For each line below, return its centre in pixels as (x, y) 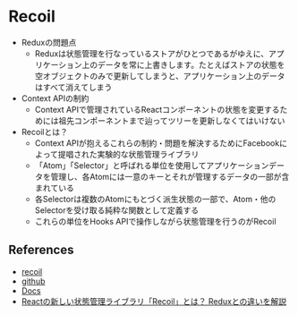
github (33, 281)
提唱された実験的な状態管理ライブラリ (128, 154)
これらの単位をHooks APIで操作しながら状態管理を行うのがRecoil (155, 221)
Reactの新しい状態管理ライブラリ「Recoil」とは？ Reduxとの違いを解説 (154, 301)
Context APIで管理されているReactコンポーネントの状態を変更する (157, 109)
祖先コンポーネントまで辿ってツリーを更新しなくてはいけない (172, 120)
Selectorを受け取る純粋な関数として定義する (116, 210)
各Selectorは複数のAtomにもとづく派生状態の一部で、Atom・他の (155, 199)
